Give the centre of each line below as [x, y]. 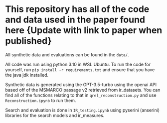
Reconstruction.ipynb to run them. [41, 100]
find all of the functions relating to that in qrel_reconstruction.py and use [81, 95]
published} [28, 41]
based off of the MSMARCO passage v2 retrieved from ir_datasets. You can [83, 90]
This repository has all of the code [77, 9]
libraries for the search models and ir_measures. [55, 115]
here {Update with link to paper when [84, 30]
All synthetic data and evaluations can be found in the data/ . [67, 55]
